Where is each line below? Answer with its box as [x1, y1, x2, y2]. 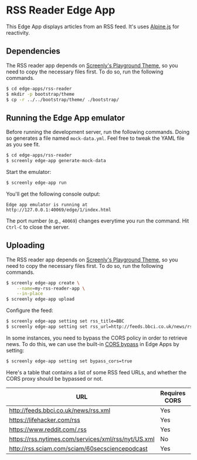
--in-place [16, 291, 43, 297]
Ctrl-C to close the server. [6, 223, 70, 230]
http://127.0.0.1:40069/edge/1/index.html [6, 207, 111, 213]
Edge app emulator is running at [6, 202, 88, 207]
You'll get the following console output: [6, 190, 101, 197]
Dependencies [6, 46, 60, 56]
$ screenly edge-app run [6, 180, 67, 186]
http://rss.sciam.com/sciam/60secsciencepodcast [9, 444, 148, 452]
